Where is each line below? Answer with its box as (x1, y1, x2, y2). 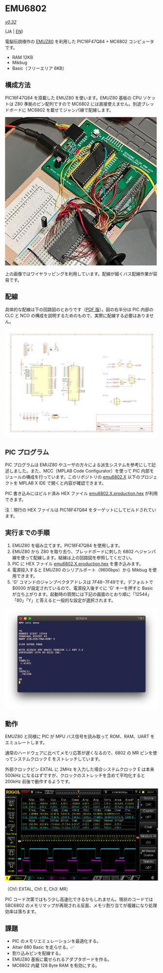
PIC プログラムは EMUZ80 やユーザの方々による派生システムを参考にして (5, 462, 152, 468)
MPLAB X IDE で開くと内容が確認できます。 (18, 480, 106, 486)
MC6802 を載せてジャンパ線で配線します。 (27, 107, 114, 113)
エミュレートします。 (5, 739, 48, 745)
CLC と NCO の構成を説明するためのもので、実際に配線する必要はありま (5, 312, 150, 318)
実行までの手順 (5, 529, 50, 537)
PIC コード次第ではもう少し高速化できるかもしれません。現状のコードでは (5, 897, 153, 902)
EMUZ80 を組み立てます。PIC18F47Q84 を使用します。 (12, 542, 123, 548)
